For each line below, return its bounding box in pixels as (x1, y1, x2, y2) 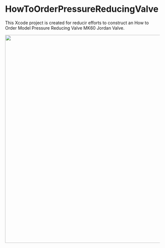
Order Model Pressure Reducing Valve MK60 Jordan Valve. (5, 25, 125, 31)
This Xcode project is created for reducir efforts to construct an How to (5, 20, 149, 26)
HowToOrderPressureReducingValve (5, 3, 159, 15)
